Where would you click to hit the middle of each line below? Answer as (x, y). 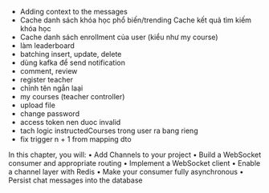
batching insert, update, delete (71, 54)
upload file (38, 105)
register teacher (47, 80)
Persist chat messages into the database (75, 180)
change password (50, 114)
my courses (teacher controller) (72, 96)
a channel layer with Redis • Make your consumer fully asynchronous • (126, 172)
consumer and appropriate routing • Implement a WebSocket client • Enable (134, 163)
